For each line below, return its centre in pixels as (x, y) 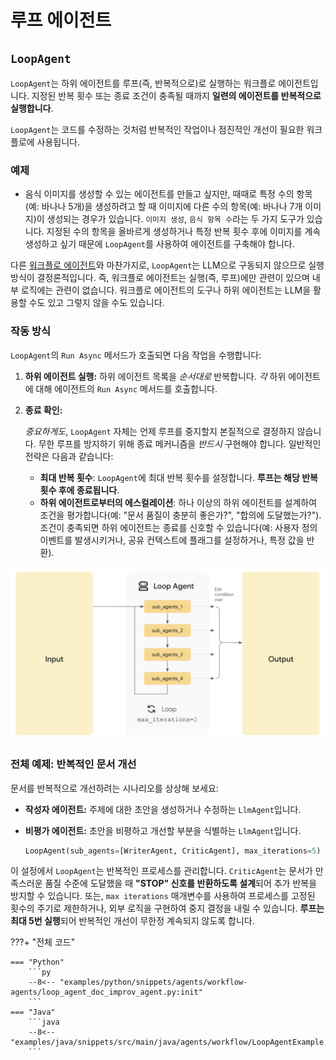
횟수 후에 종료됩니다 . (79, 490)
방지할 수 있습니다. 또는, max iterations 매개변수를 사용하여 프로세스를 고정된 (163, 896)
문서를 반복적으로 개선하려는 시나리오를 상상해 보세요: (114, 788)
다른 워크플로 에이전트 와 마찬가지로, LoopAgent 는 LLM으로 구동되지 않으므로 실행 (167, 265)
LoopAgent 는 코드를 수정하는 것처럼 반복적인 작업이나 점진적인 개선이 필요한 (157, 129)
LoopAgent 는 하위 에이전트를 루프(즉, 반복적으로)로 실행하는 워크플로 (143, 83)
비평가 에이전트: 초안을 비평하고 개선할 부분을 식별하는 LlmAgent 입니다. (163, 830)
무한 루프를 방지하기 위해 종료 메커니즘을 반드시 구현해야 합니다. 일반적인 (180, 443)
